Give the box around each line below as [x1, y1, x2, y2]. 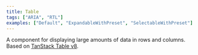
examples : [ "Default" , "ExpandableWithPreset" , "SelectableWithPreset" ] [6, 20, 193, 26]
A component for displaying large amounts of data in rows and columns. [6, 36, 186, 44]
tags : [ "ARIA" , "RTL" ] [6, 14, 63, 20]
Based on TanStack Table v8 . [6, 42, 79, 50]
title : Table [6, 8, 39, 15]
